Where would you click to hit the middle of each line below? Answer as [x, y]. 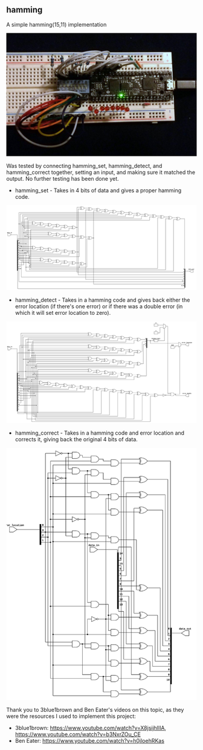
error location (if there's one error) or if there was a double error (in [99, 306]
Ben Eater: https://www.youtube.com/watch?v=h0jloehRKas [90, 740]
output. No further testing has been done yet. [63, 178]
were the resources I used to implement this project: [71, 716]
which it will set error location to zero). [63, 313]
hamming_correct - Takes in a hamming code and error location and [100, 433]
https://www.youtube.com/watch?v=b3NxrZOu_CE [78, 734]
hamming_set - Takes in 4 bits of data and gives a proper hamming [98, 190]
